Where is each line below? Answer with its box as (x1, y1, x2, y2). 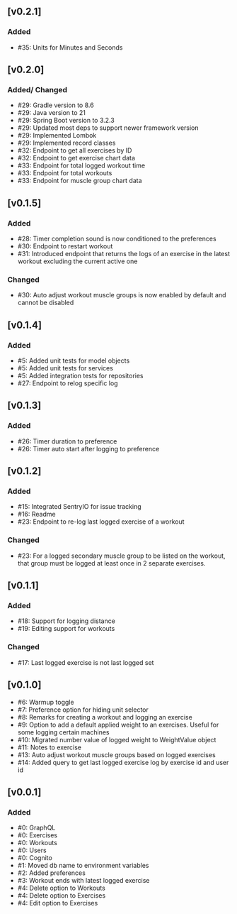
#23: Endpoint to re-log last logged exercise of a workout (17, 517, 185, 526)
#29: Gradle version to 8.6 (17, 101, 94, 109)
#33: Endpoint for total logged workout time (17, 161, 146, 170)
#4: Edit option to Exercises (17, 899, 98, 908)
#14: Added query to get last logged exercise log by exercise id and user (17, 758, 229, 766)
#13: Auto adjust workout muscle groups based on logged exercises (17, 750, 216, 759)
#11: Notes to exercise (17, 743, 81, 751)
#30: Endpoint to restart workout (17, 242, 113, 250)
